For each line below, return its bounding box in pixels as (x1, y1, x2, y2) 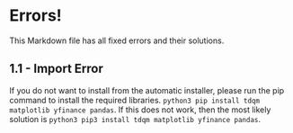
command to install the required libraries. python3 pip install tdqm (9, 94, 261, 105)
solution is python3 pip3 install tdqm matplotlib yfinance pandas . (9, 113, 262, 124)
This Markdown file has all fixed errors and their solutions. (9, 35, 225, 46)
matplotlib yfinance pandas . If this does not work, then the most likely (9, 104, 271, 115)
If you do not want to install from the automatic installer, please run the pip (9, 84, 285, 95)
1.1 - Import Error (9, 61, 103, 76)
